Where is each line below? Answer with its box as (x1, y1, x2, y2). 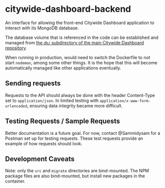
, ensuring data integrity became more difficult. (27, 102, 123, 109)
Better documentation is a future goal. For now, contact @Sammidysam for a (5, 130, 161, 136)
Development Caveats (5, 155, 75, 163)
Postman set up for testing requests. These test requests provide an (5, 135, 143, 141)
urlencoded (5, 103, 28, 109)
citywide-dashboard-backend (5, 3, 132, 15)
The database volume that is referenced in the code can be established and (5, 34, 159, 40)
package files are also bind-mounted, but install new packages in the (5, 173, 145, 179)
